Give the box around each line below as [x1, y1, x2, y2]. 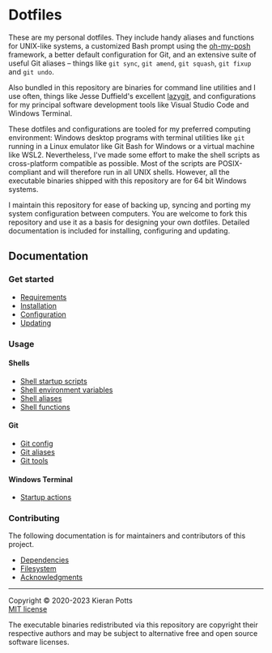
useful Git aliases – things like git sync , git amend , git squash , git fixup [8, 58, 252, 68]
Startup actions [19, 493, 72, 502]
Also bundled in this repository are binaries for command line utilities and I [8, 83, 257, 92]
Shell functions [19, 402, 70, 412]
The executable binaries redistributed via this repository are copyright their [8, 620, 259, 630]
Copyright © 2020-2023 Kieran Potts [8, 595, 134, 605]
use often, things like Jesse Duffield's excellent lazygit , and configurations [8, 91, 257, 100]
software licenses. [8, 638, 70, 647]
